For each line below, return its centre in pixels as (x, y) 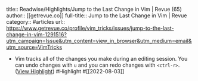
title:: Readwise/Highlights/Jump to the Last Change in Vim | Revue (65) (94, 9)
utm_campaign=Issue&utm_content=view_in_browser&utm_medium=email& (99, 41)
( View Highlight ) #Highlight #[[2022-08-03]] (69, 71)
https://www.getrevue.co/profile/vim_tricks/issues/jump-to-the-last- (90, 28)
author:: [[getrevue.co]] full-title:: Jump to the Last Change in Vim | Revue (97, 15)
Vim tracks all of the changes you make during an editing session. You (101, 59)
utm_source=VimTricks (34, 47)
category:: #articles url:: (36, 22)
